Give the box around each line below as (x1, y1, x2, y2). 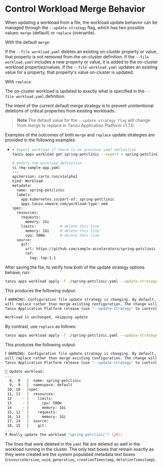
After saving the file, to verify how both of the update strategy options (5, 264, 145, 270)
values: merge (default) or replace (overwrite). (5, 30, 96, 35)
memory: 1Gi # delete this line (25, 228, 99, 233)
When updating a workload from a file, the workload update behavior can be (5, 19, 158, 25)
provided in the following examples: (5, 137, 76, 143)
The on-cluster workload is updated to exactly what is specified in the (5, 88, 145, 94)
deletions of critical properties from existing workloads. (5, 108, 115, 114)
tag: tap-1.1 (30, 256, 56, 260)
